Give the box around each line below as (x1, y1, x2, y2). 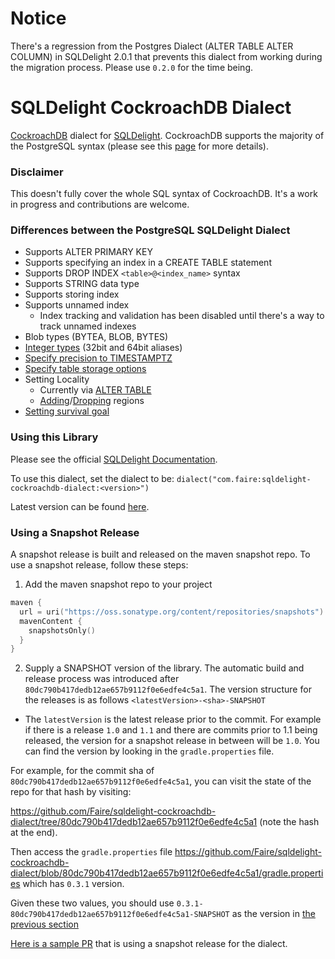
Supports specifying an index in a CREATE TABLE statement (24, 257, 272, 269)
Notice (10, 7, 67, 30)
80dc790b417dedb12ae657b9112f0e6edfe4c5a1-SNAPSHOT (10, 910, 230, 920)
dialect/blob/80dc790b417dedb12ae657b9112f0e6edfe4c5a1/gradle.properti (10, 867, 324, 879)
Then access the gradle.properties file (10, 846, 173, 858)
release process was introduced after (24, 673, 180, 685)
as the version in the (231, 908, 316, 920)
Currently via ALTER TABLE (39, 384, 152, 396)
